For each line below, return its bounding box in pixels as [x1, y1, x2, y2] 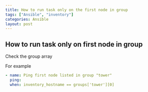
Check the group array [5, 53, 53, 59]
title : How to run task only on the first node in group [5, 7, 128, 13]
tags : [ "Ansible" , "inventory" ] [5, 12, 73, 17]
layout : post [5, 21, 33, 27]
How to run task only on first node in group [5, 40, 143, 48]
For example [5, 63, 31, 69]
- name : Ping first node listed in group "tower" [5, 73, 113, 78]
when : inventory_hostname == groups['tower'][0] [10, 82, 115, 87]
